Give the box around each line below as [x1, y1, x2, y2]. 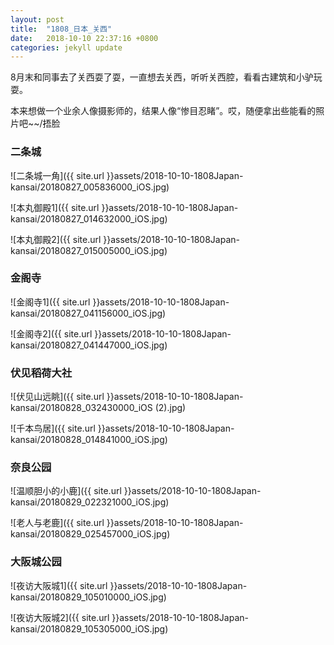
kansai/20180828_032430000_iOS [10, 402, 153, 414]
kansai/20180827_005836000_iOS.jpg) [10, 181, 170, 193]
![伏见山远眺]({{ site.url [10, 391, 105, 403]
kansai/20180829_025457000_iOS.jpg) [10, 528, 171, 540]
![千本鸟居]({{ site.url [10, 422, 96, 435]
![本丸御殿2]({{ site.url [10, 233, 102, 245]
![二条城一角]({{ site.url [10, 169, 105, 181]
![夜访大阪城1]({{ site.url [10, 579, 108, 591]
